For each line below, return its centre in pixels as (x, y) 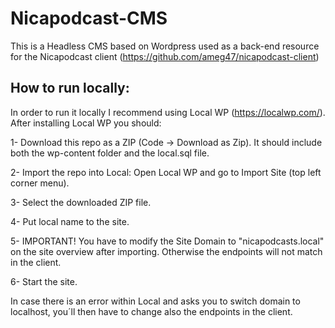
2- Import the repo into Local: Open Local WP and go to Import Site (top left (166, 172)
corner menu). (40, 183)
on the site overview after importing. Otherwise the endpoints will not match (166, 251)
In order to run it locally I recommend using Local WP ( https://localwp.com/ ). (168, 112)
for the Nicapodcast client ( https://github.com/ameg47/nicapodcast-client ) (165, 56)
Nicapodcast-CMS (89, 18)
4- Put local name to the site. (70, 221)
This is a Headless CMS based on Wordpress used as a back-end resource (165, 46)
